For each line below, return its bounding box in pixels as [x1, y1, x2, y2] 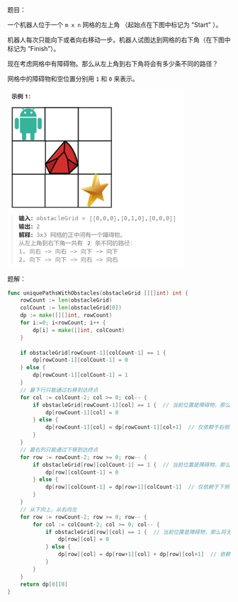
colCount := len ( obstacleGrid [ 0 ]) [20, 305, 122, 312]
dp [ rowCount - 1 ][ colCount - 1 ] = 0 [33, 356, 129, 364]
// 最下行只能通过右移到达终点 [20, 386, 98, 394]
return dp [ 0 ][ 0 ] [20, 581, 69, 588]
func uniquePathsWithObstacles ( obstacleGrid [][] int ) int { [7, 289, 189, 297]
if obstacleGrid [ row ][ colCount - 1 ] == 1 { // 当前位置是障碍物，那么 [33, 461, 231, 468]
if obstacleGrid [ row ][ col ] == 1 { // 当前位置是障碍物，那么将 [45, 528, 227, 535]
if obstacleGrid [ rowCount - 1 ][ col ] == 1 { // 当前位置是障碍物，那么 [33, 402, 231, 409]
